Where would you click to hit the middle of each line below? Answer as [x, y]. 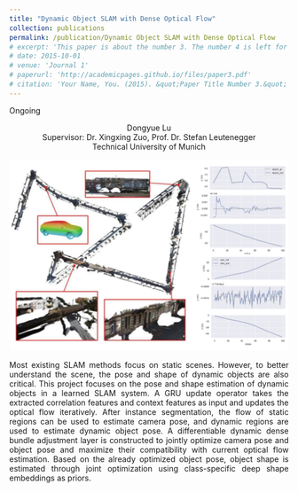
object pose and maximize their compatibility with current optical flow [149, 450]
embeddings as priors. [50, 478]
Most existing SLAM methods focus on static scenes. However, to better [149, 365]
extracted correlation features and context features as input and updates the [149, 402]
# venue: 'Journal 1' [49, 66]
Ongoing [25, 110]
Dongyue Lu [149, 128]
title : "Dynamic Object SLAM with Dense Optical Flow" [113, 19]
